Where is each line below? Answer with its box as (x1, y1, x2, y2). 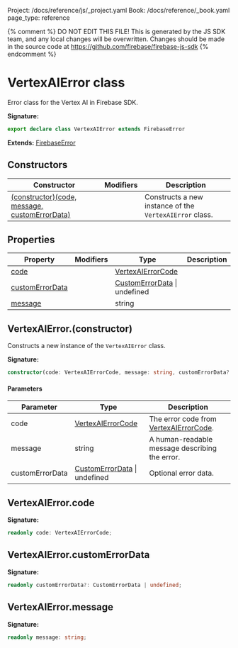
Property (23, 255, 55, 264)
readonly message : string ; (7, 634, 87, 641)
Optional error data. (149, 468, 215, 478)
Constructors (7, 159, 68, 171)
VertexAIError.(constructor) (7, 323, 133, 335)
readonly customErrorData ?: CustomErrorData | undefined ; (7, 581, 182, 588)
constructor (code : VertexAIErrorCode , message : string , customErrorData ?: (7, 369, 233, 376)
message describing (149, 443, 217, 453)
